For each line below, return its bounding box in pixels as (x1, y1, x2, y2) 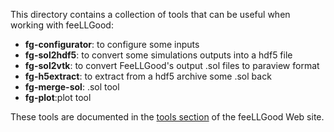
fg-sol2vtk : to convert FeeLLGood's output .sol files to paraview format (24, 60, 320, 71)
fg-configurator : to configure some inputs (24, 39, 200, 50)
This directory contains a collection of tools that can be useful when (10, 9, 291, 20)
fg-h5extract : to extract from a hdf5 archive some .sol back (24, 70, 272, 82)
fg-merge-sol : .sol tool (24, 81, 120, 93)
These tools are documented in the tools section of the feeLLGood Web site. (10, 111, 325, 123)
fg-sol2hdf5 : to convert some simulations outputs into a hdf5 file (24, 49, 293, 61)
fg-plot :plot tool (24, 92, 92, 103)
